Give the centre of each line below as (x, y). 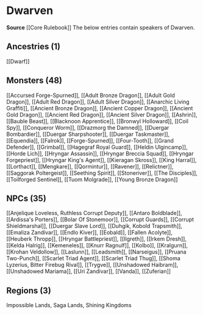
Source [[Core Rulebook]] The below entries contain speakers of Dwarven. (101, 27)
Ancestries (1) (34, 47)
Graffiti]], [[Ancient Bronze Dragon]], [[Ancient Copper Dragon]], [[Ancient (100, 108)
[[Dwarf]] (18, 61)
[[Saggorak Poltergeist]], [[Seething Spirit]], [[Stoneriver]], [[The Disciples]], (102, 173)
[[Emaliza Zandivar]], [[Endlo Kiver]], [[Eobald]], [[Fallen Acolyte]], (89, 233)
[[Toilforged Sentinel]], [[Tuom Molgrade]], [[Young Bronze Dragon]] (92, 179)
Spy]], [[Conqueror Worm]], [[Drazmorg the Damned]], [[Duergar (88, 127)
